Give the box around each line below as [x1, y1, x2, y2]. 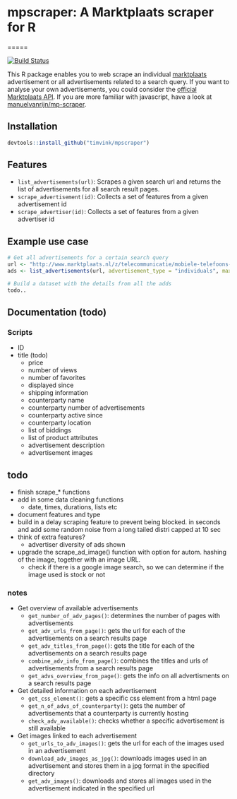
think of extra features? [17, 533, 86, 541]
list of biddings [28, 426, 72, 434]
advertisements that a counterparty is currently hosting [28, 709, 189, 718]
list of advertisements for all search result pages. [17, 185, 160, 194]
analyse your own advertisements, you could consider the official [7, 85, 197, 93]
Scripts [7, 327, 33, 337]
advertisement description [28, 441, 105, 449]
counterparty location [28, 418, 92, 427]
